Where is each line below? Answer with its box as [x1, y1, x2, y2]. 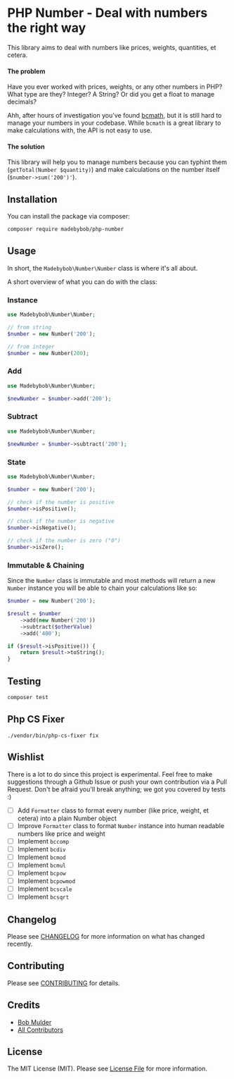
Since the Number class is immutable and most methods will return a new [7, 577, 216, 585]
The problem [7, 67, 46, 75]
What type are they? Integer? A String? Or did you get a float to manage [7, 90, 215, 99]
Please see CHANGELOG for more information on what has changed [7, 932, 205, 940]
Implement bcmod [17, 853, 66, 861]
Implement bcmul [17, 861, 66, 869]
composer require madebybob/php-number [7, 226, 124, 233]
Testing [7, 675, 41, 687]
